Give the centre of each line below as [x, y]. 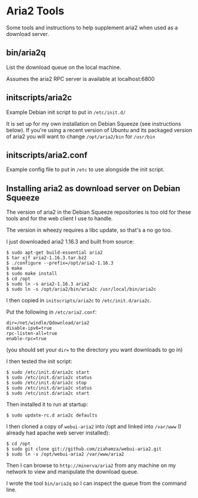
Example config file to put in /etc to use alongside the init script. [85, 169]
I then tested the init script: [39, 362]
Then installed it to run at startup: [47, 405]
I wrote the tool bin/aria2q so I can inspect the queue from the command [96, 484]
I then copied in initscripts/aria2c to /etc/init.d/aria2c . [79, 300]
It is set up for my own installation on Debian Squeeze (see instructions [94, 123]
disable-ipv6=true [29, 328]
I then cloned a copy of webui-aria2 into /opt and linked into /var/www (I [94, 427]
